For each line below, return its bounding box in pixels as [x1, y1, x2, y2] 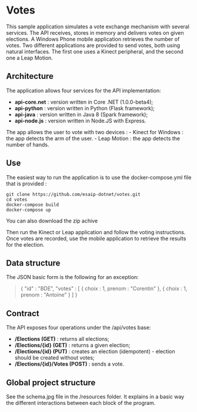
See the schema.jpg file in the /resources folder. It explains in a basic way [6, 393, 185, 400]
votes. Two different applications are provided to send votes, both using [6, 42, 181, 49]
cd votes [6, 197, 28, 202]
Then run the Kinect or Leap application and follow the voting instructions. [6, 228, 186, 235]
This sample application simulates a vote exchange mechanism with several [6, 23, 190, 30]
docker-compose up [6, 207, 51, 212]
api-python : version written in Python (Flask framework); [14, 104, 155, 112]
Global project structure [6, 377, 96, 387]
